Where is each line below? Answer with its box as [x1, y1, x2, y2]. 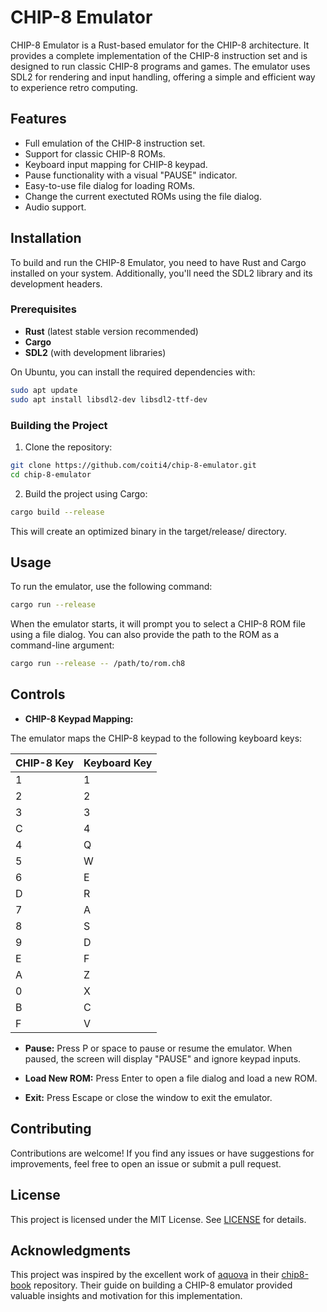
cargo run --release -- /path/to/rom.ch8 [10, 659, 186, 669]
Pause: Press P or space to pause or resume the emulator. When [24, 1042, 293, 1054]
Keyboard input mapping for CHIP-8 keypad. [24, 158, 208, 170]
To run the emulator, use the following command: [10, 581, 213, 593]
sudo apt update [10, 385, 78, 395]
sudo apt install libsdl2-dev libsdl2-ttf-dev [10, 394, 208, 405]
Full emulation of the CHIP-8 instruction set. [24, 137, 206, 149]
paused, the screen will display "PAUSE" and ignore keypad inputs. [24, 1052, 302, 1065]
